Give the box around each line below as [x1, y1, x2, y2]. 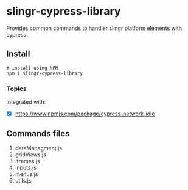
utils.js [15, 177, 32, 184]
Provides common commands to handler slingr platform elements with [6, 24, 183, 32]
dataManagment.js [15, 144, 63, 152]
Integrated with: [6, 98, 46, 106]
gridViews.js [15, 151, 47, 158]
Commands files [6, 128, 70, 139]
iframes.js [15, 157, 41, 164]
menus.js [15, 170, 38, 178]
